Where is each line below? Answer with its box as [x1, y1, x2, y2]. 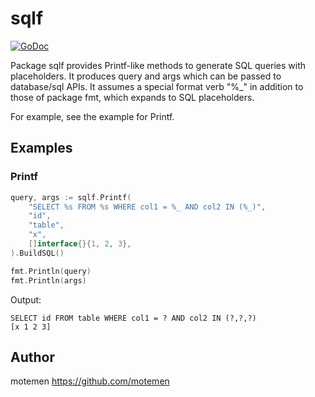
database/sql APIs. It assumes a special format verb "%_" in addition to [10, 80, 304, 92]
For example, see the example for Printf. [10, 110, 175, 122]
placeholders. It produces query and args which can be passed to [10, 70, 282, 82]
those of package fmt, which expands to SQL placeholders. [10, 91, 255, 103]
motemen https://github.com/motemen [10, 375, 170, 387]
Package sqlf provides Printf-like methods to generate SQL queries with [10, 59, 307, 71]
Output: [10, 293, 42, 306]
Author [10, 348, 55, 366]
